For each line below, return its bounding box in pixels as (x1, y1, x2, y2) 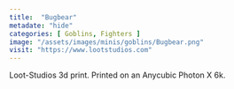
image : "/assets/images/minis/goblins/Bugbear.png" (9, 37, 204, 47)
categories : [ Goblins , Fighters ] (9, 29, 141, 38)
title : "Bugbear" (9, 12, 77, 22)
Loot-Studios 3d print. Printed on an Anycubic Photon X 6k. (9, 70, 226, 80)
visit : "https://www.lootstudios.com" (9, 46, 152, 55)
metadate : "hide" (9, 21, 74, 30)
